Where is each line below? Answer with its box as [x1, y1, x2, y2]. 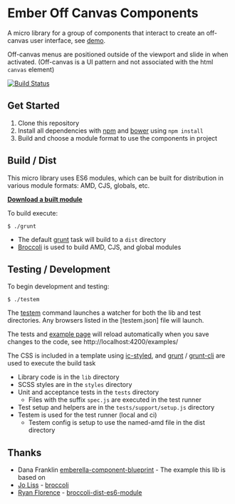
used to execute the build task [7, 359, 96, 368]
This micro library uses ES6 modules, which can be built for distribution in [7, 173, 224, 182]
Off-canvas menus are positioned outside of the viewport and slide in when [7, 50, 229, 59]
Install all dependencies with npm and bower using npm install [17, 126, 204, 135]
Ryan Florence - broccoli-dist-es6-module [17, 488, 142, 497]
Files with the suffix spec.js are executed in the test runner [28, 395, 202, 404]
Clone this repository [17, 119, 80, 127]
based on [17, 473, 46, 482]
